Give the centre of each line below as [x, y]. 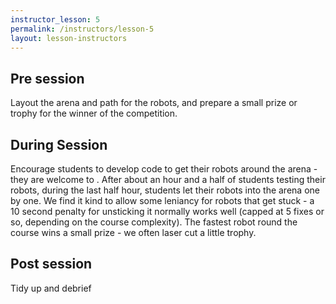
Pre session [47, 78]
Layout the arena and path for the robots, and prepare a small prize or [154, 103]
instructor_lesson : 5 [55, 19]
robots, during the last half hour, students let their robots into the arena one [165, 190]
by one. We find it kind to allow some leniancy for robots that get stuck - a [162, 200]
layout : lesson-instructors [69, 38]
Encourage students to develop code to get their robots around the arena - [164, 169]
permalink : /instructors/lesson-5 [82, 29]
